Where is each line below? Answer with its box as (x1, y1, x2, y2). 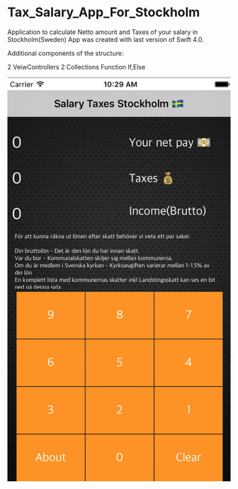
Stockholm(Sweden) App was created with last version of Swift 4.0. (7, 35, 204, 43)
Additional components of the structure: (7, 49, 124, 57)
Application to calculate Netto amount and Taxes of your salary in (7, 28, 198, 36)
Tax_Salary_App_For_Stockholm (7, 4, 200, 21)
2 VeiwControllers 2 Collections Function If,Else (7, 62, 146, 71)
